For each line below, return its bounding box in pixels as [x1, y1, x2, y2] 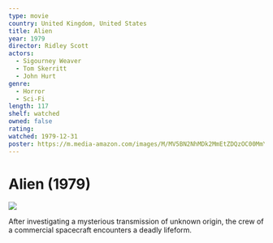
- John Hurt [15, 72, 57, 80]
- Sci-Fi [15, 95, 45, 103]
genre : [8, 79, 31, 87]
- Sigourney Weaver [15, 58, 82, 66]
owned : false [8, 117, 53, 126]
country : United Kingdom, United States [8, 19, 148, 28]
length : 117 [8, 102, 49, 110]
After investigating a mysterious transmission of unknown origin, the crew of [8, 216, 264, 227]
